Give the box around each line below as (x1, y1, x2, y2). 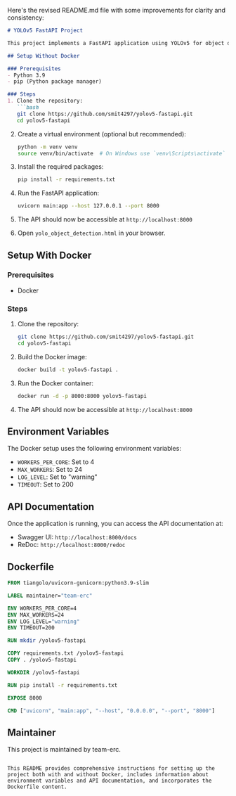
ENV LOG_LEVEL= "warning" (7, 618, 80, 625)
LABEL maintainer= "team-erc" (7, 592, 93, 599)
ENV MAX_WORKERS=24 (7, 611, 65, 618)
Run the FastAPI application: (17, 189, 100, 198)
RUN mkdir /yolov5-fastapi (7, 637, 86, 644)
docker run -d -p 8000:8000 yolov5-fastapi (17, 392, 147, 399)
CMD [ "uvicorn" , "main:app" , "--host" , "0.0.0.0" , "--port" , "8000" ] (7, 707, 216, 714)
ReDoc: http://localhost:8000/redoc (17, 541, 126, 549)
